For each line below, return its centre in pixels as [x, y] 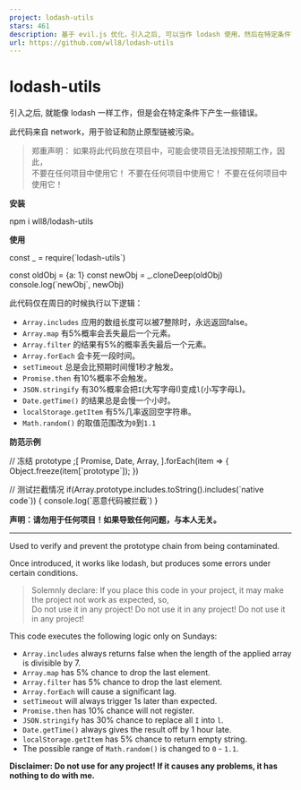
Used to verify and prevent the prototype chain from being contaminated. [145, 546]
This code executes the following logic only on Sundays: [113, 636]
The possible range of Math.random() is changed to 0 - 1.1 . [130, 749]
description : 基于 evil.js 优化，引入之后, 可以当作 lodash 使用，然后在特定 [143, 34]
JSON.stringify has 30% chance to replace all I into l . [123, 720]
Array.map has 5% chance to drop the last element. [116, 673]
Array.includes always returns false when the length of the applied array [157, 654]
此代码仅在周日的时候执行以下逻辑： [76, 303]
